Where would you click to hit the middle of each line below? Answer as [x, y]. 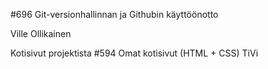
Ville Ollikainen [41, 33]
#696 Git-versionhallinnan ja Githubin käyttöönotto [114, 14]
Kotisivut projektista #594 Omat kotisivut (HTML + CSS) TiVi [134, 53]
